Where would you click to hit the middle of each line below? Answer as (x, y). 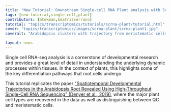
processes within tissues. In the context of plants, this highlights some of (82, 68)
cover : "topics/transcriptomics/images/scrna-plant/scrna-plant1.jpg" (82, 29)
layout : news (19, 43)
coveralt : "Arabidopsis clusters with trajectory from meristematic (79, 34)
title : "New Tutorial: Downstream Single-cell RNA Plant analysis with (83, 10)
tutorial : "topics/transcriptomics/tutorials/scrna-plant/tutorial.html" (85, 24)
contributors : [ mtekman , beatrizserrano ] (49, 19)
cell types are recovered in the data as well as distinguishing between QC (82, 99)
